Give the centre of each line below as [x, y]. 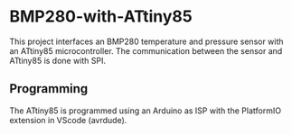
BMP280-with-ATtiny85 [101, 17]
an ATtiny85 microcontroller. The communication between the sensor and [146, 50]
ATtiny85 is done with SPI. [58, 60]
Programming [49, 89]
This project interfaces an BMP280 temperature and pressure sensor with [146, 41]
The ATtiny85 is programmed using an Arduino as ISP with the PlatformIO [146, 111]
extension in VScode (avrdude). [68, 120]
